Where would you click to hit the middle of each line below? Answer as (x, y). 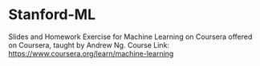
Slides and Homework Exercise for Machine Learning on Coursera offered (130, 37)
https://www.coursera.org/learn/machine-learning (91, 53)
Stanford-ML (52, 15)
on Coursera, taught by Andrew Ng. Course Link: (89, 45)
